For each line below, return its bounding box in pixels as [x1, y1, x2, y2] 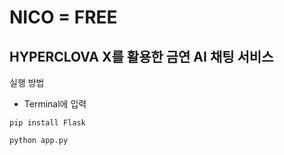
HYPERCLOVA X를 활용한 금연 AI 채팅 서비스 [9, 48, 274, 65]
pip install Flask [9, 118, 86, 128]
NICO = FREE [9, 6, 118, 29]
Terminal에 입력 [23, 98, 87, 110]
